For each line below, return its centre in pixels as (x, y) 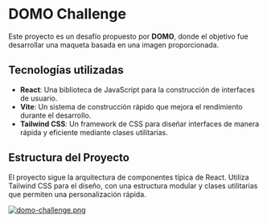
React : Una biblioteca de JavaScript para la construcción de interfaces (138, 89)
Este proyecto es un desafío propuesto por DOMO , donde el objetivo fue (128, 36)
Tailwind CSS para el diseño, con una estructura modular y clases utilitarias (133, 185)
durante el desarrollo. (55, 115)
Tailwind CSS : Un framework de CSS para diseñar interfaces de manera (140, 124)
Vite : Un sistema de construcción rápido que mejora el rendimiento (131, 106)
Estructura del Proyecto (69, 158)
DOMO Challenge (68, 14)
